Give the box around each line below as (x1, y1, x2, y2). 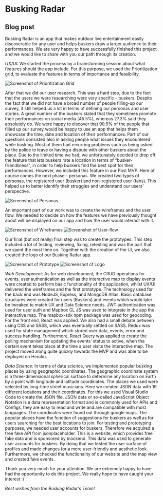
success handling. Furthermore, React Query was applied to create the (5, 333, 147, 339)
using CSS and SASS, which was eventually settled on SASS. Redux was (5, 323, 150, 328)
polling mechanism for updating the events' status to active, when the (5, 338, 145, 344)
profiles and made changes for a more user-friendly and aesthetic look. (5, 446, 148, 452)
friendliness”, (5, 162, 32, 168)
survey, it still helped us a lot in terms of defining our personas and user (5, 106, 149, 111)
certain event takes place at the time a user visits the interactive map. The (5, 343, 153, 349)
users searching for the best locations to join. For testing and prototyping (5, 420, 152, 426)
